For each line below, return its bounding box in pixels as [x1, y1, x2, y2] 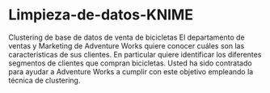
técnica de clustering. [8, 75, 81, 85]
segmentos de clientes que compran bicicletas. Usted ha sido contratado [8, 58, 252, 68]
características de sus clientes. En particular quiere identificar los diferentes [8, 49, 262, 59]
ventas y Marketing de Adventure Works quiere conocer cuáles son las [8, 40, 245, 50]
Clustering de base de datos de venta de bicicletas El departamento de [8, 32, 245, 42]
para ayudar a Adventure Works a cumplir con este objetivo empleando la [8, 66, 254, 76]
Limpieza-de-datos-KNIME [8, 6, 194, 24]
